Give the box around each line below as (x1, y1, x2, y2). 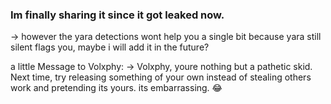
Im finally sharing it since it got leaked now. (10, 8, 225, 22)
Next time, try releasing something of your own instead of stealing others (10, 71, 312, 83)
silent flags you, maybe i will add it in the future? (10, 41, 210, 53)
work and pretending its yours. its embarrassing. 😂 (10, 82, 223, 94)
